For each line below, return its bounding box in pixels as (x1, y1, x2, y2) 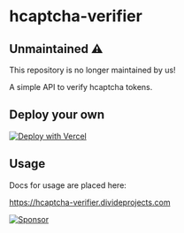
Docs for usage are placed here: (9, 179, 126, 191)
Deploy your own (9, 108, 104, 123)
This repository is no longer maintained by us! (9, 64, 176, 75)
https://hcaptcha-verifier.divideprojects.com (9, 197, 171, 207)
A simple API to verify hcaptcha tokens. (9, 82, 153, 92)
